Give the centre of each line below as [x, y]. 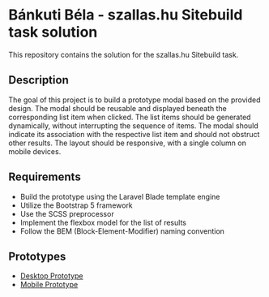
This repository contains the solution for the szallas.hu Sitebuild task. [124, 54]
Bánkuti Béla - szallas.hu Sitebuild [126, 15]
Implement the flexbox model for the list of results [103, 222]
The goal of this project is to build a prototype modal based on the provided [134, 100]
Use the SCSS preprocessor [67, 213]
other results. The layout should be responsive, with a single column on [128, 143]
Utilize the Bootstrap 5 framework [77, 205]
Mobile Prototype [49, 285]
